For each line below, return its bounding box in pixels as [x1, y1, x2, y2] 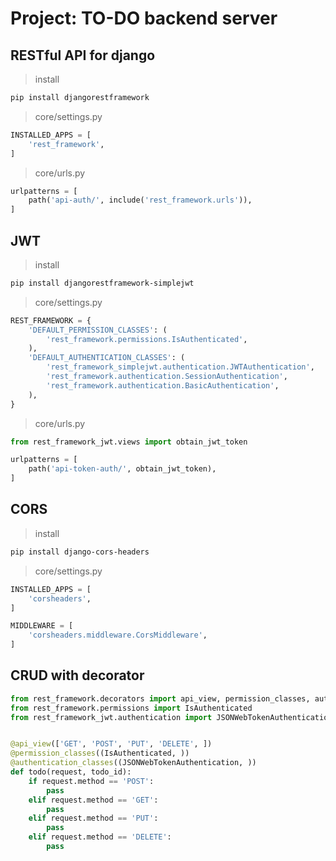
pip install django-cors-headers [10, 547, 150, 557]
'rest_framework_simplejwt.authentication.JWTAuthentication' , [46, 362, 315, 372]
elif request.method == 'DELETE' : [28, 832, 172, 842]
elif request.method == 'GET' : [28, 795, 159, 805]
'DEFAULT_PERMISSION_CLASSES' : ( [28, 325, 168, 335]
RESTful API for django [10, 47, 156, 64]
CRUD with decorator [10, 667, 145, 684]
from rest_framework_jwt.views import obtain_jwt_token [10, 437, 248, 447]
